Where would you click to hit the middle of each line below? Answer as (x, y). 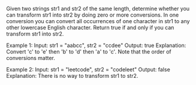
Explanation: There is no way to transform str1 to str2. (72, 76)
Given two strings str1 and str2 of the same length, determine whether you (98, 9)
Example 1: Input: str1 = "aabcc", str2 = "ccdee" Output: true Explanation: (96, 45)
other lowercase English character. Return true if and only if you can (90, 27)
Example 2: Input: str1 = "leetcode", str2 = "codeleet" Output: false (88, 70)
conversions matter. (31, 58)
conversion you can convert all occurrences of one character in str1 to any (98, 21)
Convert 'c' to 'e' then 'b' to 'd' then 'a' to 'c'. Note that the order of (89, 52)
